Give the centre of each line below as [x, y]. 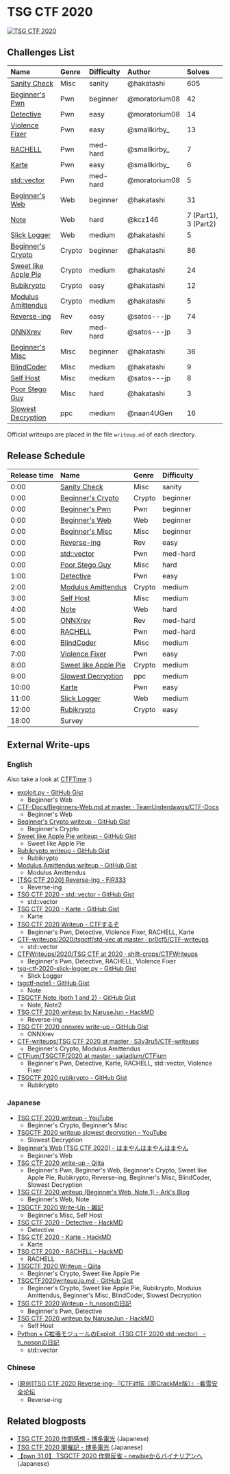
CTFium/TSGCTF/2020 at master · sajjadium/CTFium [92, 1056]
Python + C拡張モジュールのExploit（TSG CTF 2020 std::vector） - [112, 1334]
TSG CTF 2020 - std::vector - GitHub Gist [76, 894]
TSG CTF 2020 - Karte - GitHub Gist [68, 909]
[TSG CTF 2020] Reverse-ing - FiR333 [72, 880]
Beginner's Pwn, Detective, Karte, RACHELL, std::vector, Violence [119, 1064]
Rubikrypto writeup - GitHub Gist [63, 851]
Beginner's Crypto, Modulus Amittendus [84, 1048]
